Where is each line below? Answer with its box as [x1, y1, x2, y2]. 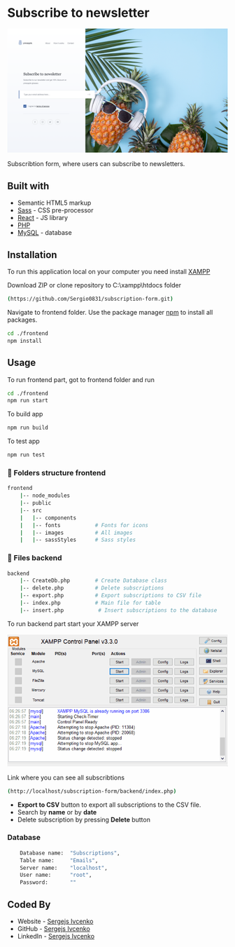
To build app [7, 410, 43, 418]
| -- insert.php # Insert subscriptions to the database [20, 606, 218, 614]
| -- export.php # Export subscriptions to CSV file [20, 592, 201, 599]
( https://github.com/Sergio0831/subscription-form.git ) [7, 296, 173, 303]
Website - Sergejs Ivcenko [17, 917, 94, 926]
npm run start [7, 397, 49, 404]
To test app [7, 437, 40, 446]
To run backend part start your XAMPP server [7, 619, 139, 628]
